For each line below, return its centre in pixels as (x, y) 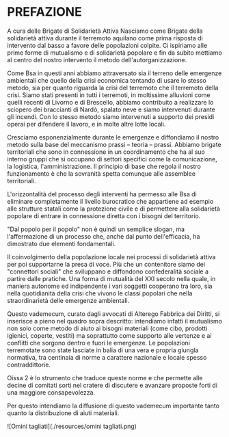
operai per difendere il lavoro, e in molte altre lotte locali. (86, 124)
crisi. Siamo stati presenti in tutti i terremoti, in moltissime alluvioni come (109, 95)
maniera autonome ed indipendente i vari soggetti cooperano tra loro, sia (110, 286)
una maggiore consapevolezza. (51, 392)
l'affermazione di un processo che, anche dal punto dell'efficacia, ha (104, 236)
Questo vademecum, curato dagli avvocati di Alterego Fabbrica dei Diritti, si (113, 314)
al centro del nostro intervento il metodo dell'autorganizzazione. (97, 59)
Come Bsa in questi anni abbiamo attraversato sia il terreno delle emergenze (114, 73)
